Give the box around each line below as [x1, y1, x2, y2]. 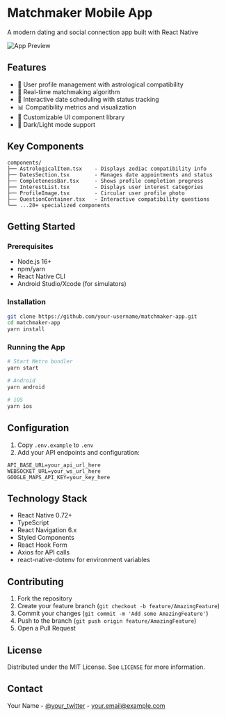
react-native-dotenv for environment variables [17, 556, 151, 564]
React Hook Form [17, 541, 67, 549]
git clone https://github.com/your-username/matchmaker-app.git [7, 312, 197, 320]
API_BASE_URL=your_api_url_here [7, 462, 101, 469]
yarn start [7, 365, 39, 372]
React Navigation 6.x [17, 526, 77, 534]
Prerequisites [7, 241, 54, 251]
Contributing [7, 575, 64, 587]
